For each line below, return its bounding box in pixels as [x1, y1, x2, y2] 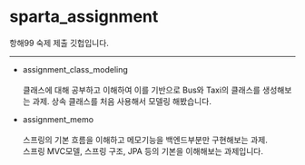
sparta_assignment [9, 6, 159, 27]
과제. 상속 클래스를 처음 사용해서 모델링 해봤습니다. [32, 95, 212, 106]
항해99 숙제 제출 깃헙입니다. [9, 37, 109, 48]
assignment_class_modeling [22, 63, 129, 74]
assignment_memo [22, 113, 93, 124]
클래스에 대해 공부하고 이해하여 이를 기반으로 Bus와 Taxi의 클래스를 [22, 84, 261, 95]
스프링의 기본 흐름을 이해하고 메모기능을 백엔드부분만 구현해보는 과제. [22, 134, 268, 145]
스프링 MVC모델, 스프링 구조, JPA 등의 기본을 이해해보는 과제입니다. [22, 145, 264, 156]
